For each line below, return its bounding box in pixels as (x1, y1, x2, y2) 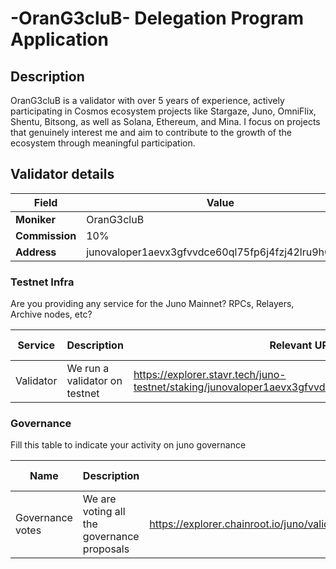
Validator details (10, 166, 115, 183)
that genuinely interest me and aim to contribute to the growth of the (10, 127, 292, 138)
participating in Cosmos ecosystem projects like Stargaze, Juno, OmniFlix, (10, 105, 317, 117)
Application (10, 28, 109, 51)
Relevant (269, 338, 313, 352)
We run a (66, 362, 110, 376)
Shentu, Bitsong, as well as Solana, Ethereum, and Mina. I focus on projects (10, 116, 321, 127)
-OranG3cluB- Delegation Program (10, 7, 304, 30)
